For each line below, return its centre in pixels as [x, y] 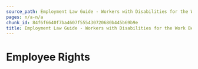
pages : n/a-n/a [25, 17]
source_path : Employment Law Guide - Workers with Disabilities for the [97, 11]
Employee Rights [48, 57]
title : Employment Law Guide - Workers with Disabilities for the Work [96, 28]
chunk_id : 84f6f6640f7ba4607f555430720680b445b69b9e [72, 22]
